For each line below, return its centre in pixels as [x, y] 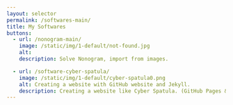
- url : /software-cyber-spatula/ [61, 71]
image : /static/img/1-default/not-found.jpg [85, 46]
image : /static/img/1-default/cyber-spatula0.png [93, 78]
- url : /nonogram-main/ [47, 40]
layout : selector [32, 14]
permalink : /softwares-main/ [49, 20]
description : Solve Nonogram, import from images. [94, 59]
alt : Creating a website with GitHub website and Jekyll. [105, 84]
